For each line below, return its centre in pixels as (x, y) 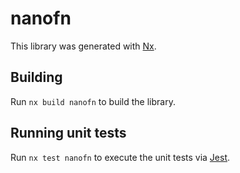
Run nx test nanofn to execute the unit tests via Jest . (120, 157)
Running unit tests (68, 133)
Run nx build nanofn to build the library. (93, 101)
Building (36, 77)
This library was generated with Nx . (83, 46)
